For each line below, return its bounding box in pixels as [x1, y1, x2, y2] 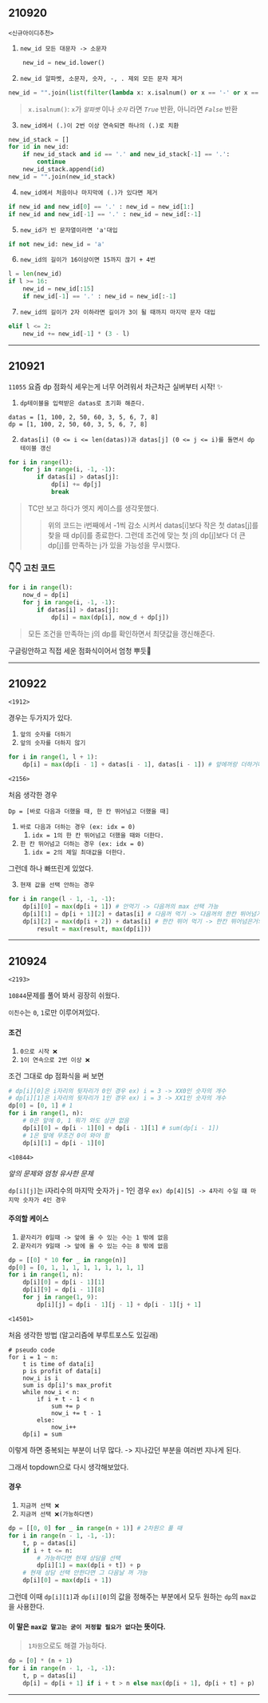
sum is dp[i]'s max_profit [22, 1380, 112, 1389]
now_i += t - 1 [50, 1408, 102, 1417]
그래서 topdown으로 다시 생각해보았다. [8, 1462, 129, 1472]
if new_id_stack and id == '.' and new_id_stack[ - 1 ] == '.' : [22, 150, 231, 158]
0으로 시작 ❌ [19, 1048, 58, 1056]
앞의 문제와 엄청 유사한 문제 [8, 1168, 94, 1178]
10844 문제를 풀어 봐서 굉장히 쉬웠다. [8, 991, 120, 1000]
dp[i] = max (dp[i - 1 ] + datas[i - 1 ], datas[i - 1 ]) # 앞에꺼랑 [22, 760, 238, 769]
